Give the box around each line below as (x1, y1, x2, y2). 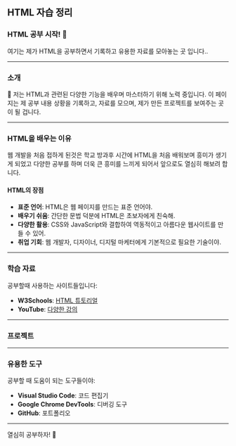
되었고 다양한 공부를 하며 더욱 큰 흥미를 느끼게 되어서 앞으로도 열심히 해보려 (14, 160, 221, 168)
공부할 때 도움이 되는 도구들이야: (7, 376, 96, 385)
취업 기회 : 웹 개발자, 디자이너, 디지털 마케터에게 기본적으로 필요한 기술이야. (17, 238, 221, 246)
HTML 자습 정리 (7, 6, 73, 19)
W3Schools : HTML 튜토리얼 (17, 296, 98, 305)
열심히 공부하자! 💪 (7, 431, 57, 439)
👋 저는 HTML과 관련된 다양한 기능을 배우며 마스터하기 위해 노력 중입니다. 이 (7, 90, 214, 98)
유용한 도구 (7, 359, 43, 369)
